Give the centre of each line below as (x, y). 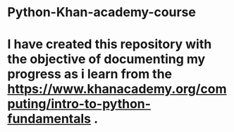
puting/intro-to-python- (79, 104)
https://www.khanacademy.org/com (117, 89)
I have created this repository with (110, 45)
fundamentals (49, 119)
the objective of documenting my (106, 59)
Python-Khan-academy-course (101, 12)
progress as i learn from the (90, 74)
